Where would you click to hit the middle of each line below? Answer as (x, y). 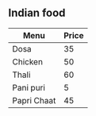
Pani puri (29, 87)
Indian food (37, 13)
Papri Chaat (34, 100)
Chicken (28, 61)
